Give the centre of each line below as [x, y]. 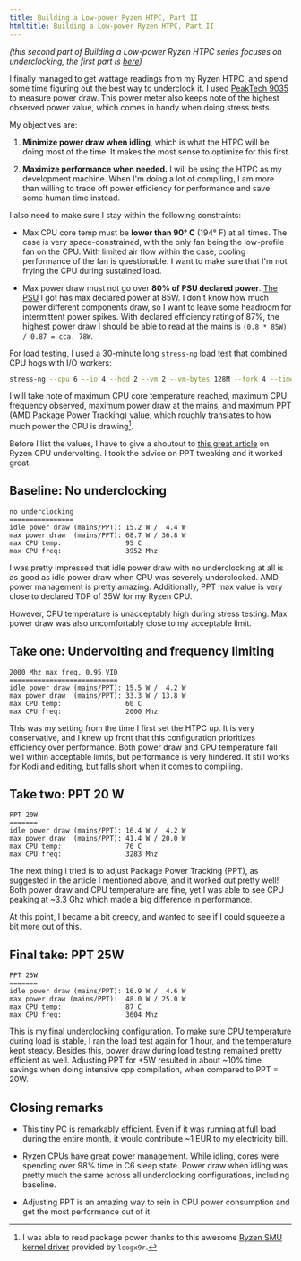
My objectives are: [43, 124]
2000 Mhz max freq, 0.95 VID [64, 672]
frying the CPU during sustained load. [92, 270]
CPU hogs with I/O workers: [60, 362]
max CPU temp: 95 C [76, 543]
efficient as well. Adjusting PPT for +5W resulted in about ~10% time [136, 1060]
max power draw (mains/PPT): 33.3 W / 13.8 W [98, 696]
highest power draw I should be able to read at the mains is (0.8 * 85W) [155, 326]
